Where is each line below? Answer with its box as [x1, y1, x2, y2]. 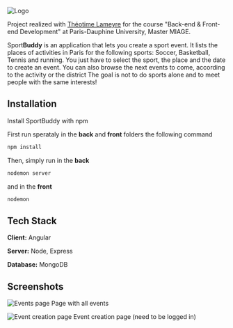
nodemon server [7, 169, 51, 177]
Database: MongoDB [7, 260, 68, 269]
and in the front [7, 182, 52, 191]
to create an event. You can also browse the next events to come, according [7, 63, 225, 71]
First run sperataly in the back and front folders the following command [7, 130, 213, 139]
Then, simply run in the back [7, 156, 90, 164]
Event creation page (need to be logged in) [73, 313, 197, 321]
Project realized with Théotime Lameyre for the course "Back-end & [7, 20, 202, 28]
